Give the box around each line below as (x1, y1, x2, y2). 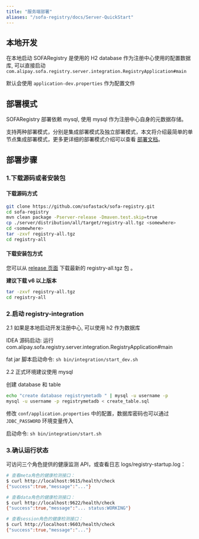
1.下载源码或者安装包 (6, 174, 66, 182)
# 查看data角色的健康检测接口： (6, 494, 75, 500)
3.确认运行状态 (6, 446, 49, 454)
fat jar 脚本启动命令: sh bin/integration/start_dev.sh (6, 356, 138, 363)
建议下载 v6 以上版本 (6, 277, 57, 284)
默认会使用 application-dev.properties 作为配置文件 (6, 80, 136, 87)
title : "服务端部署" (6, 8, 52, 15)
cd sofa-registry (6, 209, 49, 215)
